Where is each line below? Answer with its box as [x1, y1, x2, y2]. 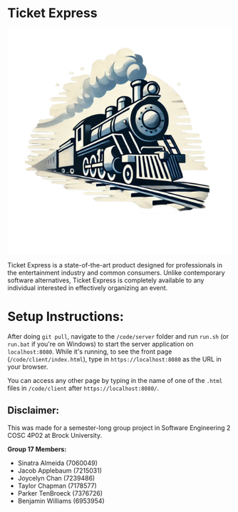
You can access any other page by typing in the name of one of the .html [7, 376, 223, 384]
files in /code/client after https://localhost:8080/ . [7, 384, 159, 392]
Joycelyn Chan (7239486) [17, 473, 95, 482]
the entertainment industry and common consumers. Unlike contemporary [7, 268, 226, 277]
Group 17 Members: [7, 444, 67, 454]
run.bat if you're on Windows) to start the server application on [7, 339, 194, 348]
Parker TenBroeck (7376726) [17, 488, 103, 497]
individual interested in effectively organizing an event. [7, 283, 168, 292]
